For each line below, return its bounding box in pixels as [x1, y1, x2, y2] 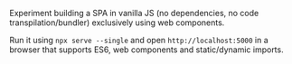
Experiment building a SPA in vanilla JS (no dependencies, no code [9, 8, 259, 18]
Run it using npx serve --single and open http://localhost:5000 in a [9, 35, 268, 45]
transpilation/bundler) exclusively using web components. [9, 17, 225, 28]
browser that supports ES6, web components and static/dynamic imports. [9, 44, 284, 55]
